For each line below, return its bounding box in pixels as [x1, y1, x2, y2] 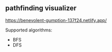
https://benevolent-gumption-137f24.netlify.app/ [5, 17, 107, 23]
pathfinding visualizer [5, 4, 77, 12]
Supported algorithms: [5, 27, 52, 33]
